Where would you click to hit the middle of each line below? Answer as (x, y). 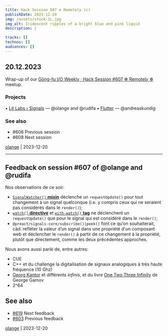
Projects (15, 97)
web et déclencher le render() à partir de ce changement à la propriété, (86, 234)
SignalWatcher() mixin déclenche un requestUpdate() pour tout (78, 197)
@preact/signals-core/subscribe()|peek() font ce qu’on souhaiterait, (83, 223)
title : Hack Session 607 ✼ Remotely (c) (48, 10)
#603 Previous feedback (38, 318)
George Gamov (28, 280)
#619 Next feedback (33, 313)
